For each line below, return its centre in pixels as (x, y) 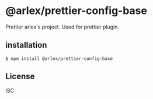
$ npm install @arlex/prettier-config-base (59, 59)
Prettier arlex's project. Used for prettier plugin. (62, 27)
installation (26, 45)
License (20, 77)
